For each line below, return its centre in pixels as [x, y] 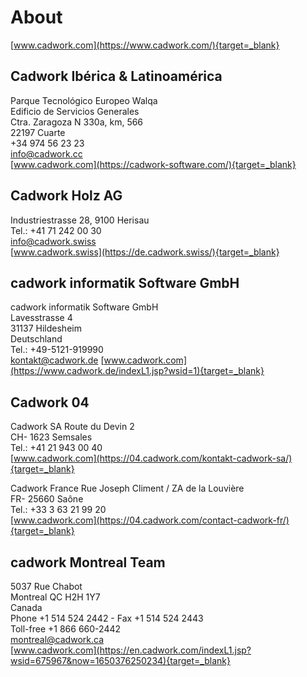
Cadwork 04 [50, 402]
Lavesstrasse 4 [41, 318]
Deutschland [36, 339]
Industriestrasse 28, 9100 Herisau [80, 220]
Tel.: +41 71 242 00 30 [56, 230]
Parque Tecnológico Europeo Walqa [84, 100]
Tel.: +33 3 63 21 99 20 [58, 510]
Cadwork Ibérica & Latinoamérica [116, 76]
